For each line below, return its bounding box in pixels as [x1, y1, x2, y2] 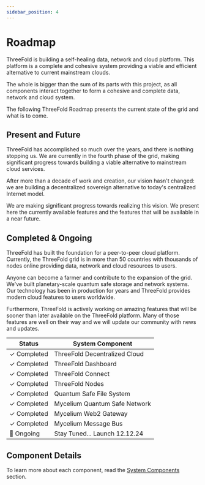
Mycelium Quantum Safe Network [54, 399, 151, 408]
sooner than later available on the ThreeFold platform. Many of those [6, 312, 179, 319]
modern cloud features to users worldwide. [6, 293, 115, 301]
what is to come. [6, 111, 48, 119]
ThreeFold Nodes [54, 380, 104, 388]
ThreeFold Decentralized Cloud [54, 350, 144, 358]
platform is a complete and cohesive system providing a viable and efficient [6, 62, 197, 69]
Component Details [6, 450, 81, 461]
